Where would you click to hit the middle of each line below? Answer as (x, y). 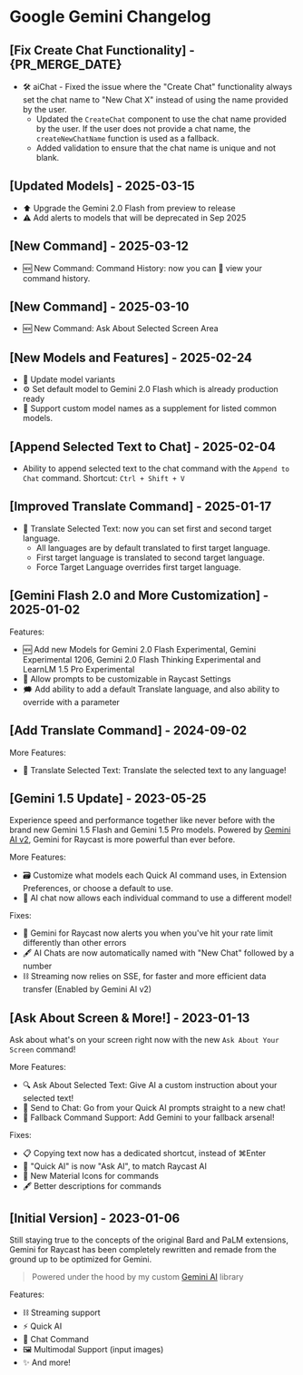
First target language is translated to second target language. (150, 557)
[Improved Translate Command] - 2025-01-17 (141, 507)
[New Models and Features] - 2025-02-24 (131, 357)
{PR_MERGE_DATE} (66, 64)
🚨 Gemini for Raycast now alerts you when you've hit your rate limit (148, 933)
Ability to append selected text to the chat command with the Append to (156, 468)
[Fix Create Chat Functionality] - (102, 50)
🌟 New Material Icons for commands (91, 1176)
